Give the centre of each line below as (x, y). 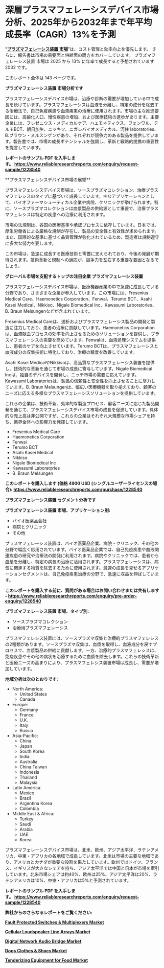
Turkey (26, 819)
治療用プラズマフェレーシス (40, 627)
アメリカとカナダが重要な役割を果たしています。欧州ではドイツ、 (79, 862)
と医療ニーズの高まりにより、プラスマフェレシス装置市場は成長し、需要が (80, 662)
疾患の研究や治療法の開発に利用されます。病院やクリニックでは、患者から (84, 555)
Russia (26, 730)
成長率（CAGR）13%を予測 (60, 35)
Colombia (29, 808)
